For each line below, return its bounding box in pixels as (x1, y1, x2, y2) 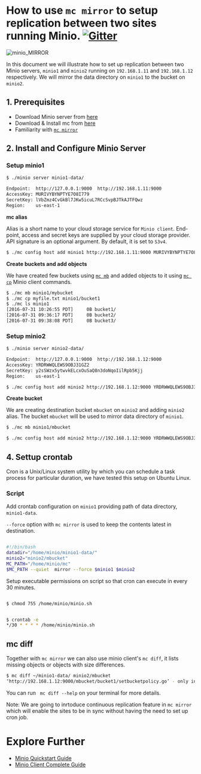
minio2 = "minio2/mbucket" (6, 555, 68, 561)
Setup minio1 (6, 162, 45, 170)
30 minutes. (6, 584, 36, 591)
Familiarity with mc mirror (14, 125, 78, 133)
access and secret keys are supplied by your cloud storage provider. (22, 231, 190, 238)
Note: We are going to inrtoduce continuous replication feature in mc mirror (6, 701, 192, 708)
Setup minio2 (6, 331, 46, 340)
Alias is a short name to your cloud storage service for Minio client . (6, 225, 175, 232)
